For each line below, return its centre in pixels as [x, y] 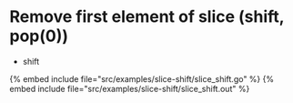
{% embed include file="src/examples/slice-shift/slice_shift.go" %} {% [142, 78]
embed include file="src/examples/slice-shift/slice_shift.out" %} [130, 88]
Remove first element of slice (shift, [147, 17]
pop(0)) [39, 36]
